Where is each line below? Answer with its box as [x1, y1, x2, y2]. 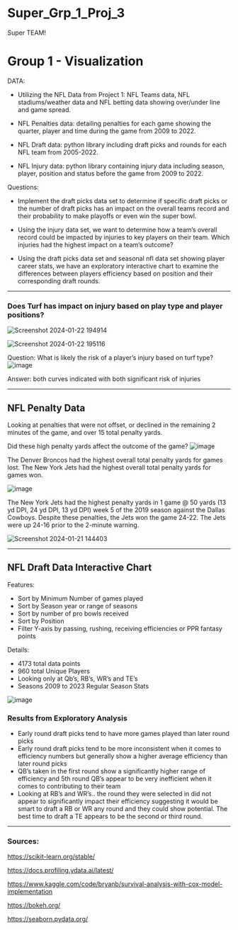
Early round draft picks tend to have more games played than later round [17, 730, 230, 738]
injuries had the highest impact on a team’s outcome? [17, 240, 174, 249]
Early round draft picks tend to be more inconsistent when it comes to [17, 744, 222, 753]
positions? [7, 310, 45, 319]
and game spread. [17, 105, 72, 114]
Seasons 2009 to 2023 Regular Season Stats [17, 681, 149, 690]
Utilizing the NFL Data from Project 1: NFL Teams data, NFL [17, 90, 190, 98]
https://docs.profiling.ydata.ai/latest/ [7, 866, 114, 875]
